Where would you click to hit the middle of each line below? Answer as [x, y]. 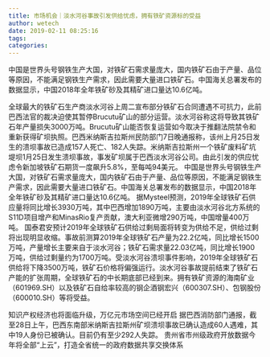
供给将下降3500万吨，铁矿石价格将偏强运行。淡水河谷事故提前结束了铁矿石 [133, 268]
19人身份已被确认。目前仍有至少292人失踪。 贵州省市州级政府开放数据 [132, 335]
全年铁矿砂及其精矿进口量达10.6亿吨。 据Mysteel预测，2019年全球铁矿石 [129, 197]
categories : [28, 46]
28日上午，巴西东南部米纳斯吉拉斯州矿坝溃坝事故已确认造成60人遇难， [133, 325]
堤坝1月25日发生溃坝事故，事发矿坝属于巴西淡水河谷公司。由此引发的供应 [130, 157]
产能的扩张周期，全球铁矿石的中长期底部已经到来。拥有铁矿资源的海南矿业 [131, 277]
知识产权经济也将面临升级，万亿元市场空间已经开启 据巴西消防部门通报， [129, 315]
